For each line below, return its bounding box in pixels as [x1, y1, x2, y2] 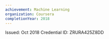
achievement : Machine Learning [5, 7, 70, 12]
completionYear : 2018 [5, 16, 50, 21]
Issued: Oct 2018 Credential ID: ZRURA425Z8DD [5, 30, 104, 36]
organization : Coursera [5, 12, 54, 17]
